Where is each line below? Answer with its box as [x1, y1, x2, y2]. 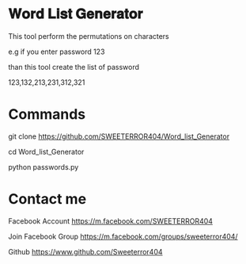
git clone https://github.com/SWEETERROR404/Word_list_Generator [8, 132, 230, 141]
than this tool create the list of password [8, 62, 140, 71]
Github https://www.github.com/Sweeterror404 [8, 247, 164, 256]
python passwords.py [8, 162, 79, 171]
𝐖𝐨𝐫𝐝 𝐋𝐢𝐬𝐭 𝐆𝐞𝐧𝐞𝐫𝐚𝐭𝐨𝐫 [8, 5, 143, 23]
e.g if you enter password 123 [8, 47, 105, 56]
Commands [8, 105, 86, 124]
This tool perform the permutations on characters [8, 31, 170, 40]
